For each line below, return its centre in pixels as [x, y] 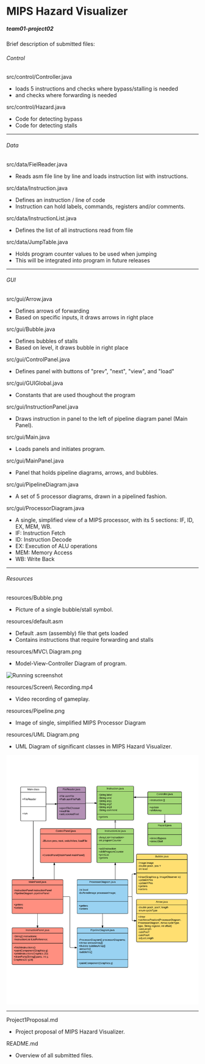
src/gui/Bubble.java [31, 329]
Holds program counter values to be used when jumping [86, 254]
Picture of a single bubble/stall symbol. [64, 609]
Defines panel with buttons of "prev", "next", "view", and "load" [95, 371]
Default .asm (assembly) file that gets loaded [71, 633]
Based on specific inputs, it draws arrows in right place [84, 317]
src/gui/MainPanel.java [35, 461]
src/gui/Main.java [28, 437]
